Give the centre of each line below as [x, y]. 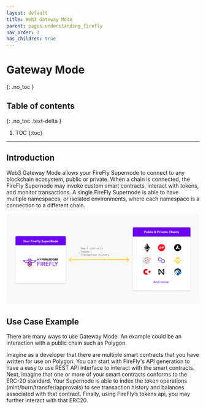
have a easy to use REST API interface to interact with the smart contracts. [101, 368]
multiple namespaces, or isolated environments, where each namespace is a [103, 199]
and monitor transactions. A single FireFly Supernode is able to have [93, 192]
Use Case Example [43, 322]
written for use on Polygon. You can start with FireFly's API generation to [98, 361]
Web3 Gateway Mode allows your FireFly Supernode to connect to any [96, 172]
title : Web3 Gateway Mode [39, 19]
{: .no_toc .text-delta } [34, 121]
